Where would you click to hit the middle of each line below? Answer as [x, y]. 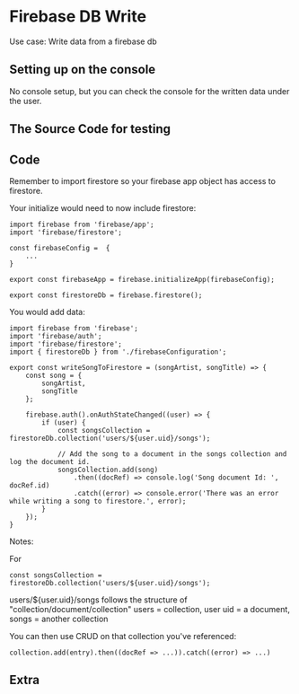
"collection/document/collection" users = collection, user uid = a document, [149, 609]
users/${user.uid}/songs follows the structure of [98, 600]
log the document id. [50, 461]
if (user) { [64, 422]
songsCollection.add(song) [108, 470]
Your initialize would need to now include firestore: [103, 207]
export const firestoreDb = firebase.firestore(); [106, 295]
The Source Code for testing [90, 129]
